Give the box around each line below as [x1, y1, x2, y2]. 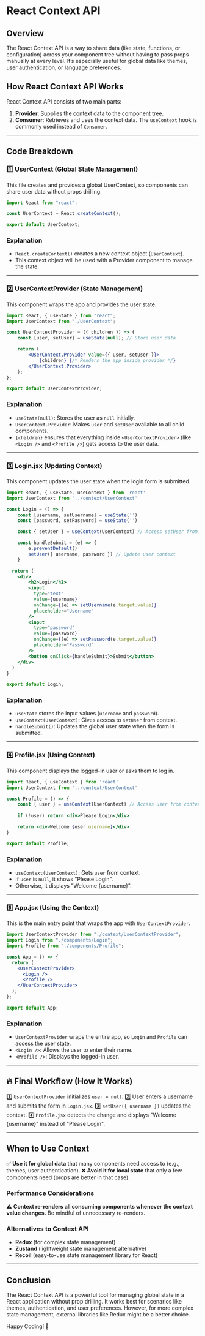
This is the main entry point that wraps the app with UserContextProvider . [6, 919, 191, 927]
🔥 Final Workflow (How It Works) [6, 1076, 133, 1087]
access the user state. [15, 1040, 71, 1047]
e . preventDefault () [28, 546, 78, 552]
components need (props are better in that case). [6, 1174, 130, 1181]
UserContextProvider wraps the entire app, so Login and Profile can [15, 1033, 188, 1041]
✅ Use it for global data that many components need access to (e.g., [6, 1160, 180, 1167]
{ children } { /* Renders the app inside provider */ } [38, 357, 176, 363]
